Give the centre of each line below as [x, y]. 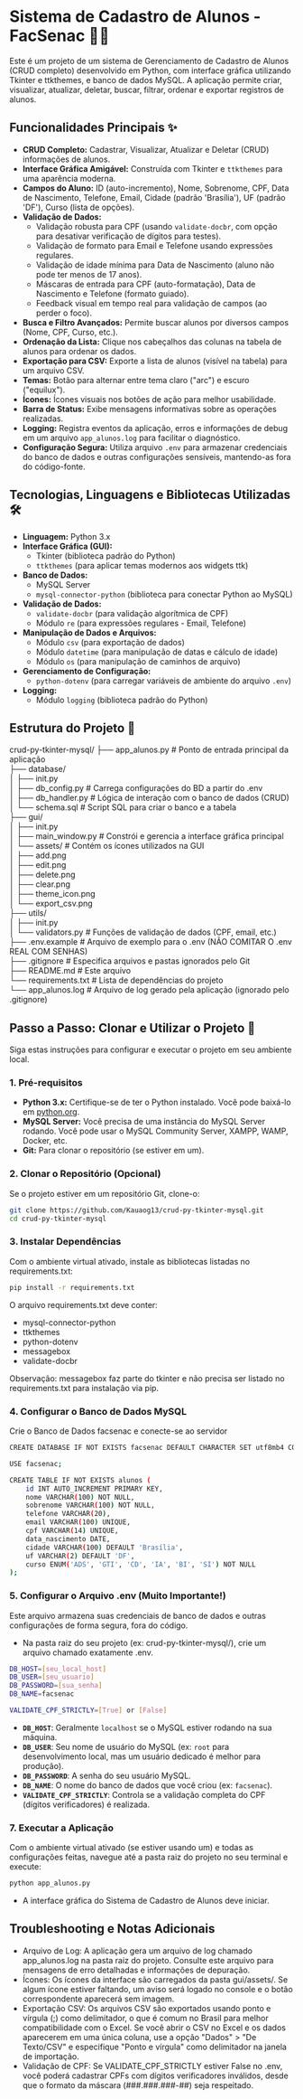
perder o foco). [64, 313]
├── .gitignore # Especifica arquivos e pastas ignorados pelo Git [130, 961]
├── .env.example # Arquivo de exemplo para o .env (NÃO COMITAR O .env [151, 942]
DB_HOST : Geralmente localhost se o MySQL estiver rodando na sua [147, 1727]
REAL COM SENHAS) [49, 952]
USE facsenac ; [36, 1464]
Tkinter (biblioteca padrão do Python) [106, 555]
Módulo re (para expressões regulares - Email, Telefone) [141, 623]
